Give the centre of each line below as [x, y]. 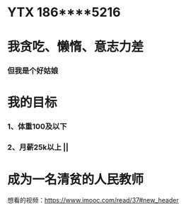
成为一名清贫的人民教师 [76, 179]
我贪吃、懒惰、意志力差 [76, 47]
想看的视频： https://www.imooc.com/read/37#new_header [93, 200]
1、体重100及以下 [37, 127]
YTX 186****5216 [64, 12]
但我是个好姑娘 [33, 71]
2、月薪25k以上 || [38, 147]
